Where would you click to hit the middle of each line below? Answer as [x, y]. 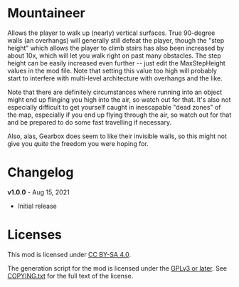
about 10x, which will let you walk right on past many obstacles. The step [115, 56]
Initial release [37, 206]
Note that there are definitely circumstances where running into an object [115, 92]
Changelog [41, 173]
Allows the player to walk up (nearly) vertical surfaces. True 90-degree [111, 33]
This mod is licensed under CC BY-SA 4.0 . [69, 254]
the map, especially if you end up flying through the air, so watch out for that [119, 115]
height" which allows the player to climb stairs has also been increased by [116, 48]
